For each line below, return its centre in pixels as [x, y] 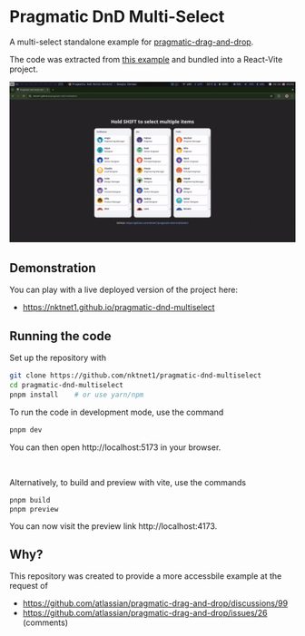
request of [29, 586]
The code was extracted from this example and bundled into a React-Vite [146, 59]
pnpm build [30, 500]
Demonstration [53, 268]
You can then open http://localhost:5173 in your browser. [115, 447]
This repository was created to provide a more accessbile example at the [146, 576]
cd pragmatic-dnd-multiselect [67, 385]
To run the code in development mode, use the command [117, 412]
